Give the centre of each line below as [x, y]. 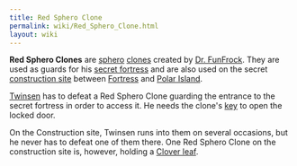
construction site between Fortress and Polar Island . [106, 79]
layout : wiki [34, 34]
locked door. [32, 115]
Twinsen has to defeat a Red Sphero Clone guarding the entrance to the [143, 96]
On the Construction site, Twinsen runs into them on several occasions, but [148, 133]
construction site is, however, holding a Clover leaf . [104, 152]
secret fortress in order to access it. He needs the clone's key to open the [146, 106]
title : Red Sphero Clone [56, 17]
